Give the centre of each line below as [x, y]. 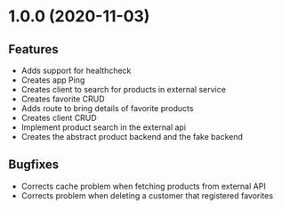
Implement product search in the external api [104, 127]
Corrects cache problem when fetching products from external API [143, 186]
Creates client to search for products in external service [123, 89]
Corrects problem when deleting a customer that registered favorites [147, 195]
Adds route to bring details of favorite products [107, 108]
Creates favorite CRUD [63, 99]
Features [33, 49]
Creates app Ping [53, 80]
